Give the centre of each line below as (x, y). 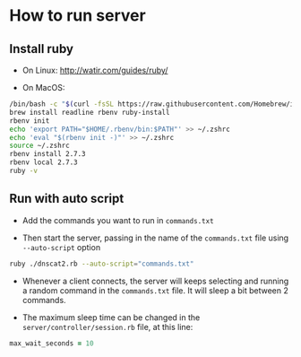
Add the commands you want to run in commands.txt (118, 220)
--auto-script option (61, 247)
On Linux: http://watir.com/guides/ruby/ (95, 70)
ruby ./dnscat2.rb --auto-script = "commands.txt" (102, 264)
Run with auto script (67, 199)
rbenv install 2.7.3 (48, 154)
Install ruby (42, 49)
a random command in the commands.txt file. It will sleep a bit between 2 (155, 290)
